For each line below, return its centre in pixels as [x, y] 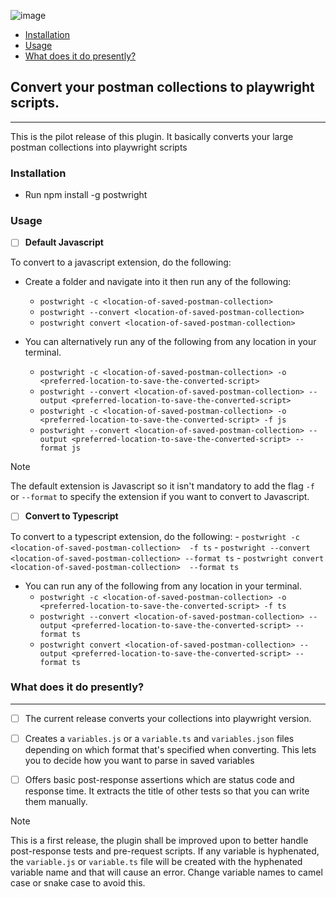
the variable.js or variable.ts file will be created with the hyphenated [156, 862]
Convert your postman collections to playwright [162, 87]
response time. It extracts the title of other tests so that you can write [167, 791]
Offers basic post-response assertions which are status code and [159, 779]
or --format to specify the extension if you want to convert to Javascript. [160, 497]
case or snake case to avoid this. [78, 883]
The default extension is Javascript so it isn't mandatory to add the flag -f [163, 486]
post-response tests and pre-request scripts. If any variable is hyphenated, [165, 851]
